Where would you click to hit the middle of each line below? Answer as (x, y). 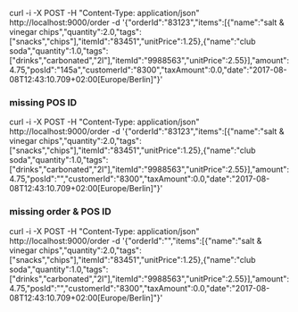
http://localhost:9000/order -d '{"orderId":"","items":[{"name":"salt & (136, 240)
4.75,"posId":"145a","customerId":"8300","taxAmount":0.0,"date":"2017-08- (148, 70)
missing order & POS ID (60, 212)
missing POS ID (43, 102)
